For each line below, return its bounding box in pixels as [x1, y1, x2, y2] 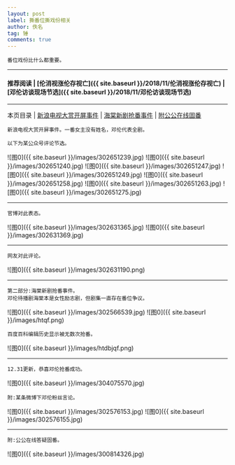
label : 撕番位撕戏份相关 [7, 17, 71, 24]
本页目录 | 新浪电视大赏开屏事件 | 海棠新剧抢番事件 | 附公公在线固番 [7, 111, 201, 120]
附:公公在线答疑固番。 [7, 437, 63, 444]
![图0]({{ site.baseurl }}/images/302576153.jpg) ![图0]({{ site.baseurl [7, 408, 204, 416]
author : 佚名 [7, 23, 43, 30]
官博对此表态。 [7, 210, 44, 217]
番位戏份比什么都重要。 [7, 57, 65, 64]
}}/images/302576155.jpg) [7, 415, 83, 424]
